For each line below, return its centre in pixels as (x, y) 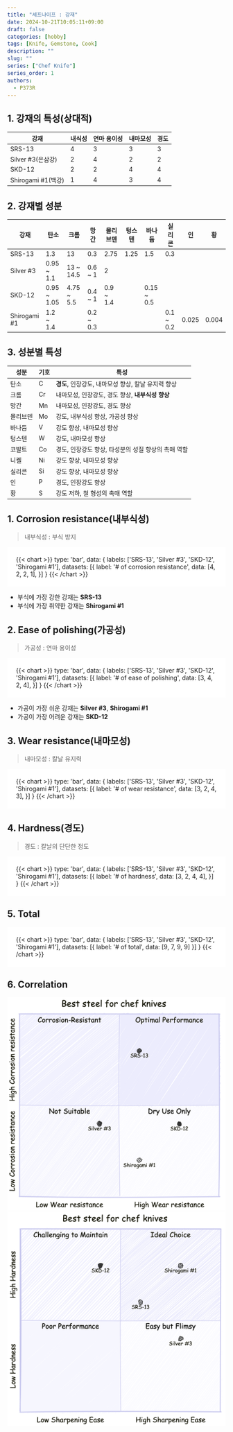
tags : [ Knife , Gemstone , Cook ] (52, 44)
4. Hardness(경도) (46, 828)
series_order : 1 (31, 73)
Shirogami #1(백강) (37, 180)
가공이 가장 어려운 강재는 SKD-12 (62, 717)
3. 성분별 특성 (35, 353)
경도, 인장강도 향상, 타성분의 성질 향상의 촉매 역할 (122, 449)
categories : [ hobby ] (37, 37)
